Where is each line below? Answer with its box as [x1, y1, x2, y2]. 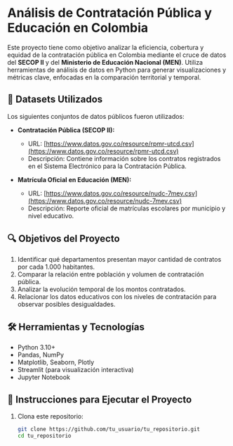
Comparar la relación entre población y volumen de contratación [17, 269, 204, 279]
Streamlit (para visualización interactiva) [17, 366, 135, 374]
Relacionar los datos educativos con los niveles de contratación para [17, 292, 217, 300]
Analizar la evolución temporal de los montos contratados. [17, 285, 186, 293]
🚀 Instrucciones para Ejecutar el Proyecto [7, 393, 192, 405]
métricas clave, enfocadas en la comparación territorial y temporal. [7, 72, 201, 82]
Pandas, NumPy [17, 350, 65, 359]
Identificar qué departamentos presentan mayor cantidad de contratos [17, 255, 222, 263]
